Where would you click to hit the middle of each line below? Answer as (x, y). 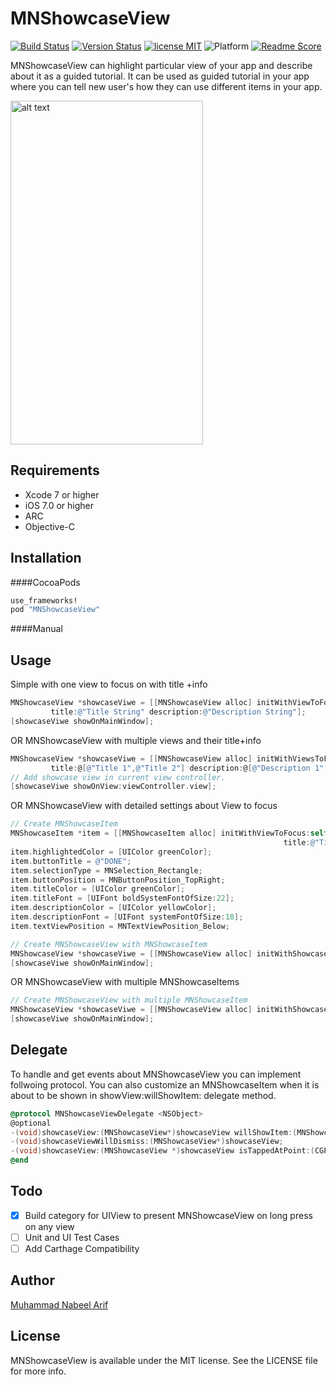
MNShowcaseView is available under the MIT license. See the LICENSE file (164, 1360)
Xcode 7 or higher (62, 494)
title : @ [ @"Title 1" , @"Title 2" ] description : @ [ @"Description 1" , (189, 768)
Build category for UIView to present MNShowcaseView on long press (168, 1215)
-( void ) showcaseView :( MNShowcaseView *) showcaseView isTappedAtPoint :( (162, 1151)
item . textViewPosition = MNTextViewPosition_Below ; (120, 926)
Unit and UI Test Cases (72, 1237)
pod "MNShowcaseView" (55, 610)
